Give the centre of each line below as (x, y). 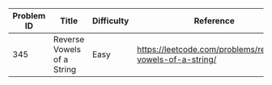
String (65, 69)
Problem (29, 16)
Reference (214, 21)
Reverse (69, 39)
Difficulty (110, 21)
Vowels (67, 49)
